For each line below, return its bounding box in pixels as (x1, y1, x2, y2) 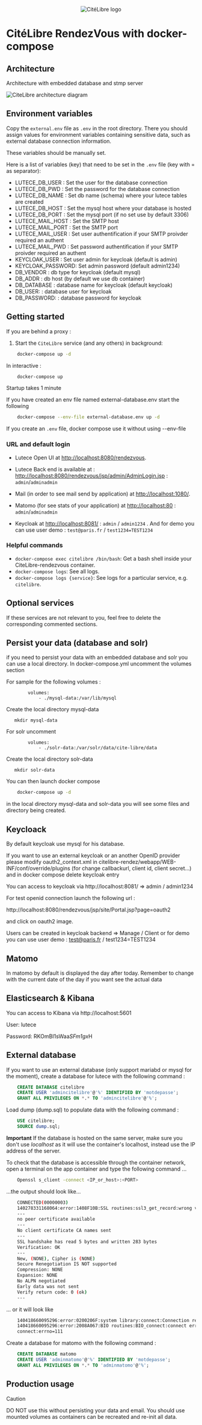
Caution (6, 1395, 26, 1402)
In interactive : (6, 362, 42, 369)
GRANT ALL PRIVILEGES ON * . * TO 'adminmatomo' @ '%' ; (17, 1362, 149, 1368)
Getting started (6, 312, 65, 322)
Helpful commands (6, 541, 63, 550)
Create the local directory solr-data (6, 755, 93, 763)
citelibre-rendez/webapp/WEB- (98, 858, 176, 866)
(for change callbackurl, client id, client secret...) (71, 865, 192, 872)
